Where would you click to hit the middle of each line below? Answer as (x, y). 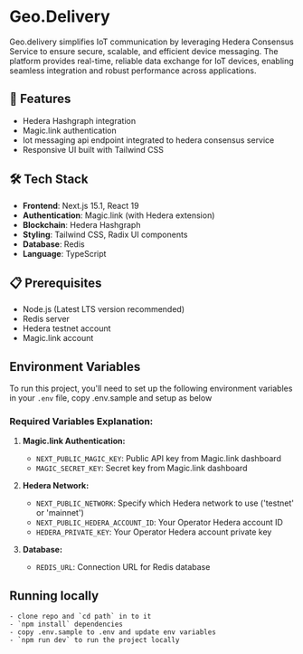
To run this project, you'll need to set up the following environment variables (151, 389)
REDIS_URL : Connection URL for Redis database (123, 567)
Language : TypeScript (64, 253)
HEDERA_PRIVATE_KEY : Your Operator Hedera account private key (154, 532)
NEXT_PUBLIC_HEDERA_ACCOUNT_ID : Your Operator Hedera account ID (159, 523)
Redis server (46, 319)
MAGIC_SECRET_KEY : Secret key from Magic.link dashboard (142, 469)
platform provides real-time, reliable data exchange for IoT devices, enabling (151, 61)
